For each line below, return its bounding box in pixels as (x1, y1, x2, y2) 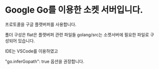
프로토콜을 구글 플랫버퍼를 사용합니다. (5, 21, 77, 27)
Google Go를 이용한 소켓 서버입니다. (5, 4, 143, 16)
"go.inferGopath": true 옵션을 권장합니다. (5, 58, 85, 64)
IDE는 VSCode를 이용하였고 (5, 48, 58, 54)
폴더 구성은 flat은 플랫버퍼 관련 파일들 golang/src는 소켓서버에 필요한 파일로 (5, 32, 149, 37)
